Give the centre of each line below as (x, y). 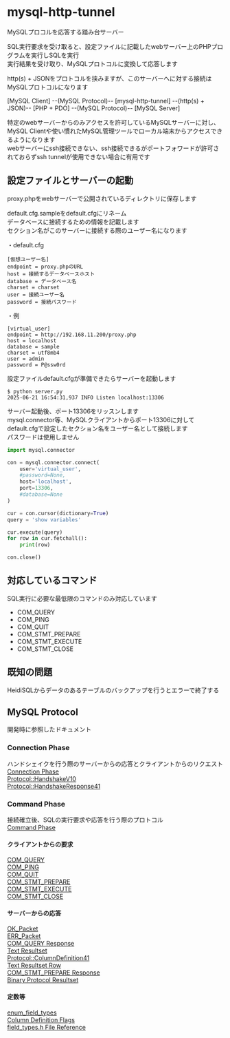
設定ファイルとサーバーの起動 (70, 181)
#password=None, (43, 475)
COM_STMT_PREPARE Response (54, 973)
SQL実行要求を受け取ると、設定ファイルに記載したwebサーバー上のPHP (109, 46)
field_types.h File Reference (46, 1027)
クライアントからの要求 (40, 844)
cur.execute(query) (35, 532)
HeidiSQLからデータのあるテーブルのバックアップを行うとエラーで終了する (113, 690)
